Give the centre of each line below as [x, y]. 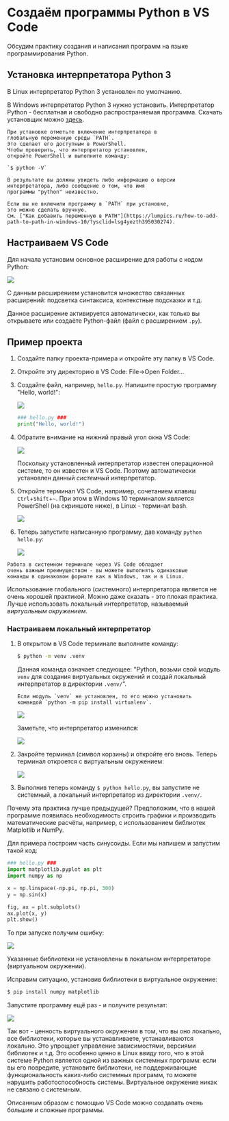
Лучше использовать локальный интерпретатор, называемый [98, 604]
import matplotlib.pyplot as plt [55, 870]
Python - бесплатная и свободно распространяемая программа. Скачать [115, 112]
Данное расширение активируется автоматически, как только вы [104, 313]
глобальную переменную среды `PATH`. [61, 138]
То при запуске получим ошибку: [56, 933]
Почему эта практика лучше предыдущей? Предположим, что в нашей [111, 808]
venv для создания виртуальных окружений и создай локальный [111, 677]
